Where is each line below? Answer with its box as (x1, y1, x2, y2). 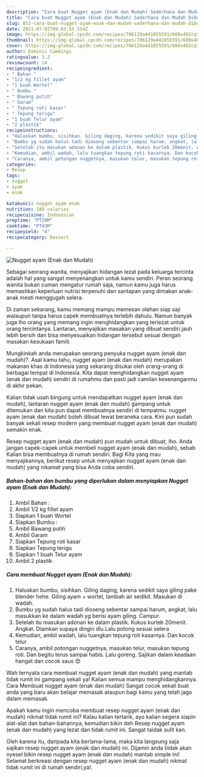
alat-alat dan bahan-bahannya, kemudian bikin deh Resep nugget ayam (6, 719, 185, 727)
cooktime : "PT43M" (6, 223, 53, 229)
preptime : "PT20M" (6, 217, 53, 223)
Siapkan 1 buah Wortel (15, 512, 71, 519)
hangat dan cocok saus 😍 (15, 657, 81, 665)
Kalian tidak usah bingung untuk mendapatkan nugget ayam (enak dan (6, 393, 183, 401)
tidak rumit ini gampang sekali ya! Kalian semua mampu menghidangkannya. (6, 675, 198, 683)
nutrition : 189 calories (6, 206, 69, 212)
